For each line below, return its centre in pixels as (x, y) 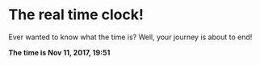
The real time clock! (76, 15)
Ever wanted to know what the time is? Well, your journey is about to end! (130, 37)
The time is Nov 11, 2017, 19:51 (59, 52)
